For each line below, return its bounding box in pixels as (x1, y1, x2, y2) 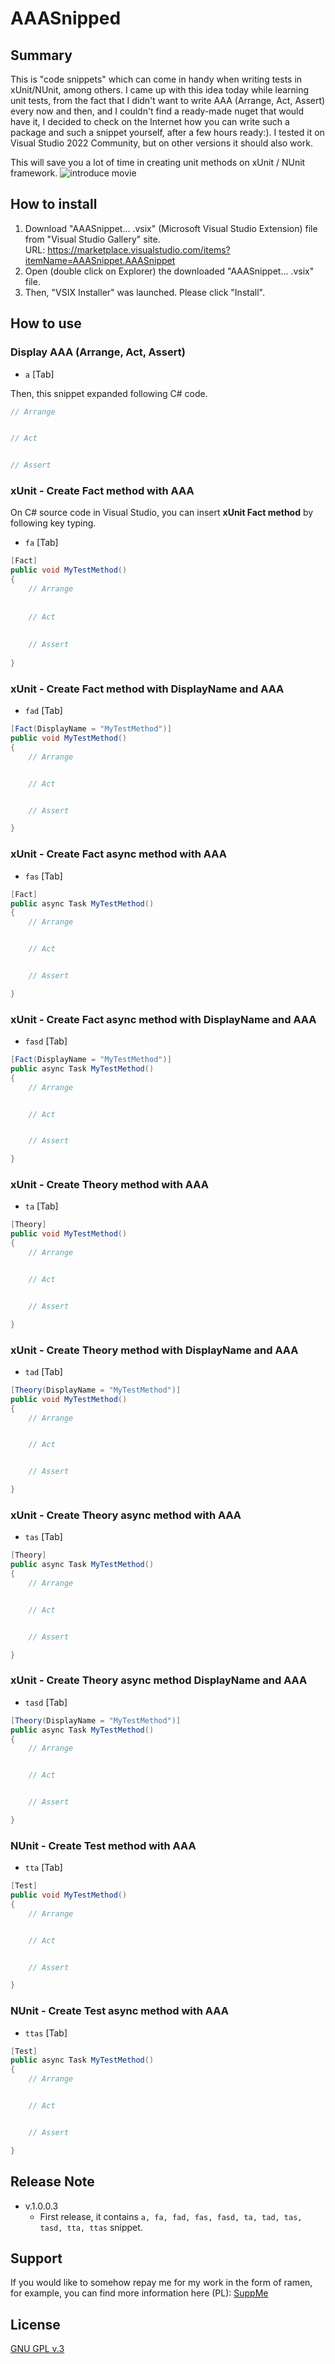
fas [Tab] (24, 870, 63, 882)
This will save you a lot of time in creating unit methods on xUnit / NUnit (10, 157, 306, 168)
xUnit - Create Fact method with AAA (10, 484, 195, 498)
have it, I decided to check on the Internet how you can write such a (10, 116, 290, 127)
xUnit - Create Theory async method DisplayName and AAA (10, 1673, 308, 1687)
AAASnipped (10, 7, 122, 30)
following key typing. (10, 517, 97, 529)
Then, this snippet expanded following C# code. (10, 387, 208, 399)
